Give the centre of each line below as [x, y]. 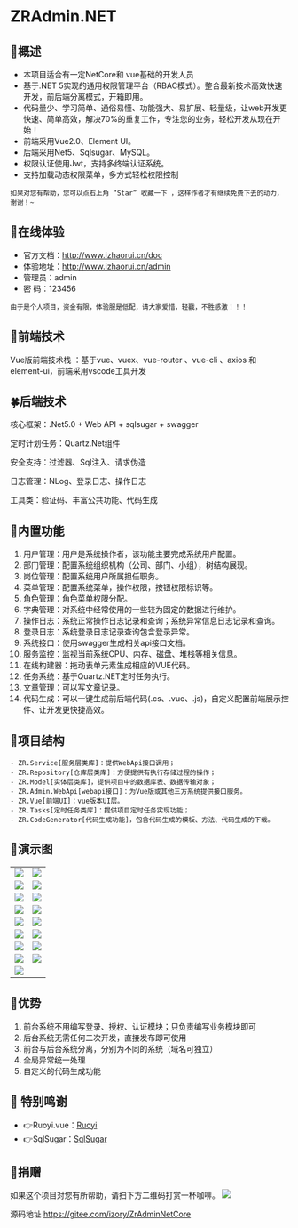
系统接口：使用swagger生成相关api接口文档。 [106, 643]
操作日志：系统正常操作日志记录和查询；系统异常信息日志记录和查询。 [151, 621]
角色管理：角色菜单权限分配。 [77, 599]
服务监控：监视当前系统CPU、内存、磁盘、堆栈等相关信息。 [132, 654]
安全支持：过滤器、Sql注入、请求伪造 [78, 462]
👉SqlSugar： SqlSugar [65, 1139]
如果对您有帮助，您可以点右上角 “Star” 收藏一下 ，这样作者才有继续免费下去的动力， [147, 193]
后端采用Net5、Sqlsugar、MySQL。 [88, 152]
